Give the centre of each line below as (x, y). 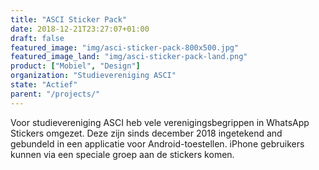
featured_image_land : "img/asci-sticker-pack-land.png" (129, 57)
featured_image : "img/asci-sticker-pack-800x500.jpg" (125, 47)
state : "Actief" (44, 85)
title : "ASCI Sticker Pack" (69, 19)
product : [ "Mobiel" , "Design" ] (75, 66)
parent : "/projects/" (55, 94)
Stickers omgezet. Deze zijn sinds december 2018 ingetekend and (146, 133)
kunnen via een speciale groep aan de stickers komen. (122, 154)
